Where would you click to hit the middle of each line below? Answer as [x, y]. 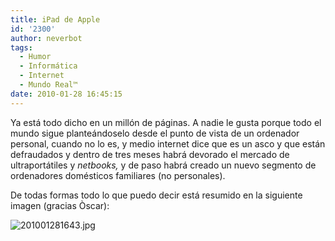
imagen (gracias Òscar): [60, 205]
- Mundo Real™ [48, 85]
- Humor [35, 57]
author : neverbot [46, 38]
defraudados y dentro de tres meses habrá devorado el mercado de [150, 154]
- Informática [48, 66]
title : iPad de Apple [55, 19]
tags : [21, 47]
